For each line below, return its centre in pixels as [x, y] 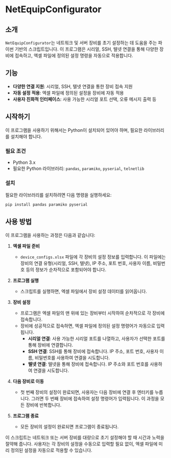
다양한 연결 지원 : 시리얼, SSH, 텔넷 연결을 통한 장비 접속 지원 [72, 86]
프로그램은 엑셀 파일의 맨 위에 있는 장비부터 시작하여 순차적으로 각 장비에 [92, 313]
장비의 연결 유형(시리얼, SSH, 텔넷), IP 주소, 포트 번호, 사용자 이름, [86, 263]
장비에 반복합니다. [44, 405]
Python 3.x [24, 162]
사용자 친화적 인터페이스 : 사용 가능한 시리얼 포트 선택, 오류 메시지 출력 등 [84, 99]
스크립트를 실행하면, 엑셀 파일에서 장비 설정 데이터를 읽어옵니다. [83, 291]
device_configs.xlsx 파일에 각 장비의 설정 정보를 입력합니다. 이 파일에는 [93, 257]
